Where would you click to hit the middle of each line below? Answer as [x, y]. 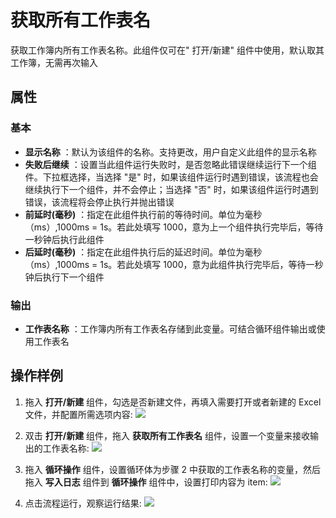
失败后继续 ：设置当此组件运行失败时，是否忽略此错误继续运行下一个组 [170, 164]
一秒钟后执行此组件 [64, 239]
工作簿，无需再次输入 [54, 62]
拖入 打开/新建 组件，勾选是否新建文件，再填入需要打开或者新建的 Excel [173, 402]
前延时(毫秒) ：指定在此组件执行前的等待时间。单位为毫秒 [143, 214]
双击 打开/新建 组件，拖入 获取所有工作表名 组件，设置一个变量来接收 [167, 435]
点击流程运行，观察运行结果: [83, 503]
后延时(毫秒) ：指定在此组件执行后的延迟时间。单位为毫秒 [143, 252]
